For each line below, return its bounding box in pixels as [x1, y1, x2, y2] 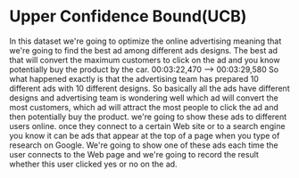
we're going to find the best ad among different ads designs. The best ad [9, 44, 278, 55]
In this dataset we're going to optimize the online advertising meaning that [9, 36, 282, 46]
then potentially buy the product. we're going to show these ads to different [9, 111, 287, 122]
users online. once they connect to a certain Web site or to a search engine [9, 120, 286, 131]
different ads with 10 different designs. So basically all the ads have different [9, 83, 290, 93]
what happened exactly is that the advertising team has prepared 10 [9, 73, 259, 84]
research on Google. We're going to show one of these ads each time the [9, 140, 278, 150]
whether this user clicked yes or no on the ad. [9, 158, 178, 169]
